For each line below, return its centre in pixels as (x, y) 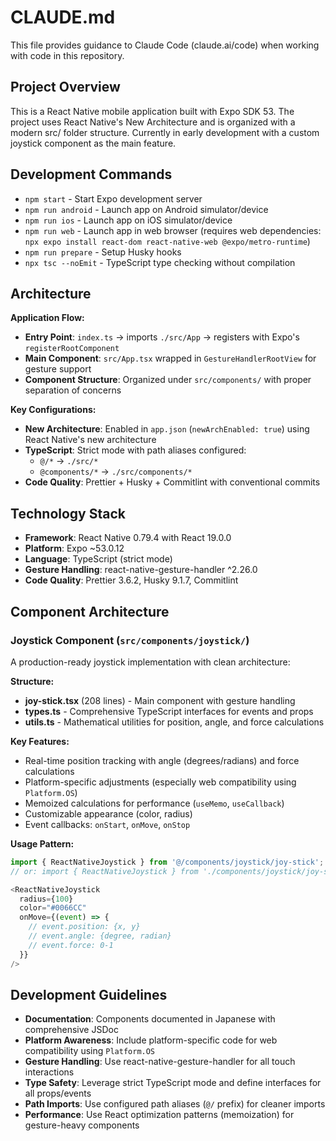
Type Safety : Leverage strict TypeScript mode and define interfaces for (173, 1083)
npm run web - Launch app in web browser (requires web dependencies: (173, 230)
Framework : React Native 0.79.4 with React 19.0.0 (128, 538)
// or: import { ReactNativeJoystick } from (104, 871)
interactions (49, 1072)
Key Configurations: (53, 410)
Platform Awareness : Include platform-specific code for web (151, 1040)
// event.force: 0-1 (71, 945)
